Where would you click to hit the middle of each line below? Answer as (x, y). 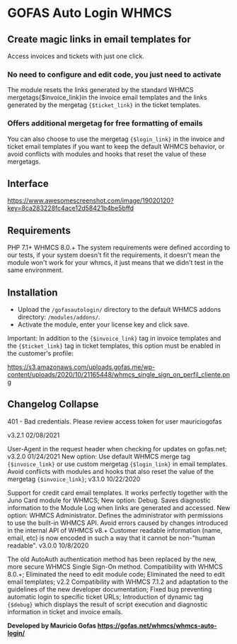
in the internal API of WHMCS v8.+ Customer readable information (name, (115, 530)
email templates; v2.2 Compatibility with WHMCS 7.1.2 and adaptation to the (118, 582)
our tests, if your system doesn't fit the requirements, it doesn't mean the (114, 255)
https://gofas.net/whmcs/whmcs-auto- (157, 626)
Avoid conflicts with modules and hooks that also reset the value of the (111, 471)
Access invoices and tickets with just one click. (76, 56)
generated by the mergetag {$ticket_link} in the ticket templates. (104, 105)
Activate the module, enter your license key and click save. (103, 324)
